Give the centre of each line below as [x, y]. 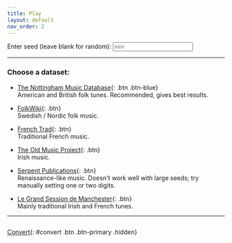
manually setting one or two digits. [66, 185]
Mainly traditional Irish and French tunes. [75, 206]
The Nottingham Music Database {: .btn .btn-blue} [88, 87]
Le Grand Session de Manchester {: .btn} [75, 199]
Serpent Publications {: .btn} [57, 170]
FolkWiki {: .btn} [39, 108]
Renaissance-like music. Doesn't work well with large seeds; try [108, 178]
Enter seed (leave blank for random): [59, 46]
